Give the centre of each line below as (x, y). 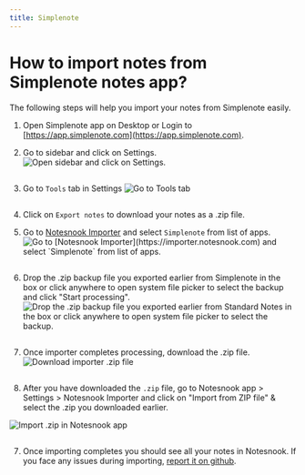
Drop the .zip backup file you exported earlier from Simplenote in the (152, 278)
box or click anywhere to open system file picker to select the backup (153, 287)
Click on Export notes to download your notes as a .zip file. (134, 214)
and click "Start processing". (76, 297)
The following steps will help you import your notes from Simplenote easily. (150, 107)
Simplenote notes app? (99, 82)
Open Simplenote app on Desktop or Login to (107, 125)
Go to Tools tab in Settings (72, 188)
